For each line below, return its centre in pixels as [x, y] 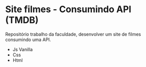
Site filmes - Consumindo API [68, 9]
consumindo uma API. [28, 40]
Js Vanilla [23, 49]
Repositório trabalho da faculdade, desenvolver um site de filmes [73, 34]
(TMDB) [22, 20]
